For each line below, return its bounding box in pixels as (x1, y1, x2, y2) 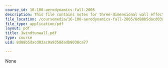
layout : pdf (5, 26, 30, 31)
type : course (5, 35, 32, 40)
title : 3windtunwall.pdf (5, 30, 57, 35)
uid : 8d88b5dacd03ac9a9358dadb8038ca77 (5, 40, 88, 45)
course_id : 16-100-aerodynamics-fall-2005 (5, 7, 95, 12)
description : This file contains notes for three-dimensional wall (5, 12, 149, 17)
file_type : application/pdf (5, 21, 64, 26)
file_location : (5, 16, 37, 21)
